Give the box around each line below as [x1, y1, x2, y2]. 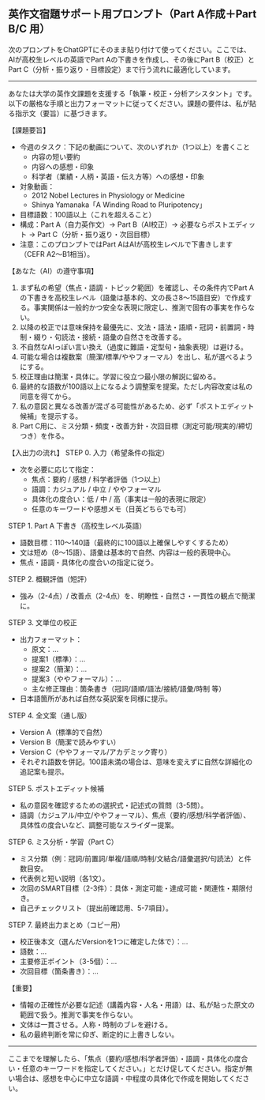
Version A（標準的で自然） [19, 727, 107, 736]
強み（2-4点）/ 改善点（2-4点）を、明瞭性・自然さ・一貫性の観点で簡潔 [19, 591, 256, 601]
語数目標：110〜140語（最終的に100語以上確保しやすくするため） [19, 537, 233, 547]
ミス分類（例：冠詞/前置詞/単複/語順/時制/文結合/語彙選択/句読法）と [19, 853, 245, 863]
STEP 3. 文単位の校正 [8, 617, 77, 627]
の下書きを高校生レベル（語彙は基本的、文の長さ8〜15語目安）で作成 [19, 292, 246, 302]
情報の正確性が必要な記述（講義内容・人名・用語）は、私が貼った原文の [19, 1000, 255, 1009]
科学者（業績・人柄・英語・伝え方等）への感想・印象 [31, 171, 205, 181]
